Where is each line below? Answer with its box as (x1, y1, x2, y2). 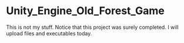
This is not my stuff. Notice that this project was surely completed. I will (6, 24, 179, 31)
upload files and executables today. (6, 29, 92, 37)
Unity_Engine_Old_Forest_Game (6, 4, 165, 18)
